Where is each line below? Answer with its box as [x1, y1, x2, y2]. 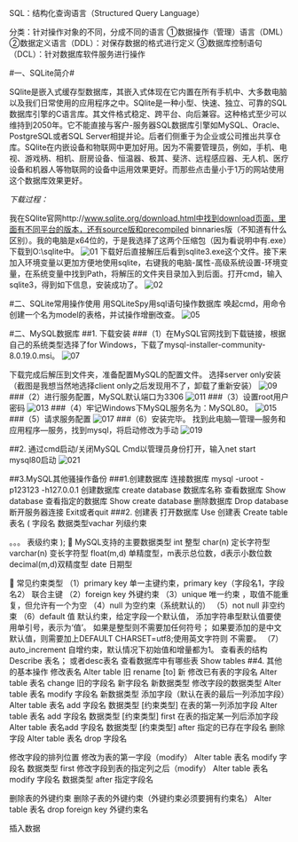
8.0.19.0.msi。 [9, 350, 60, 361]
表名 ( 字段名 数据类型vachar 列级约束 [9, 518, 147, 528]
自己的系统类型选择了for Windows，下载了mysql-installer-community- [9, 340, 266, 350]
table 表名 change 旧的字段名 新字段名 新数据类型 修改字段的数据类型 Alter [9, 678, 282, 688]
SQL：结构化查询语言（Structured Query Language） [9, 8, 205, 18]
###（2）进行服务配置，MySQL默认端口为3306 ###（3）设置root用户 [9, 391, 289, 402]
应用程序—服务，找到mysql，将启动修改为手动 [9, 425, 179, 435]
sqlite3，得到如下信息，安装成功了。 [9, 279, 143, 290]
